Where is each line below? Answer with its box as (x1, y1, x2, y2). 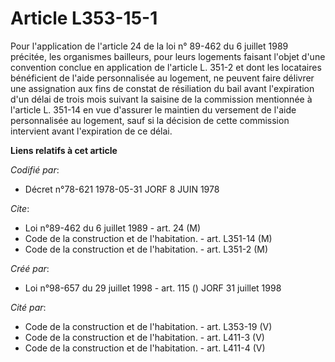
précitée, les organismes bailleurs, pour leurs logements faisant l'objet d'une (10, 50, 326, 62)
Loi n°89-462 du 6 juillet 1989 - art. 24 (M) (24, 222, 202, 234)
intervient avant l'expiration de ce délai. (10, 125, 173, 137)
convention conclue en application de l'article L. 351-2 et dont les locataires (10, 61, 322, 73)
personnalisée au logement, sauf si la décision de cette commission (10, 114, 290, 126)
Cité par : (10, 301, 47, 313)
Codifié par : (10, 163, 60, 176)
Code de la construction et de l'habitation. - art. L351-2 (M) (24, 243, 269, 255)
